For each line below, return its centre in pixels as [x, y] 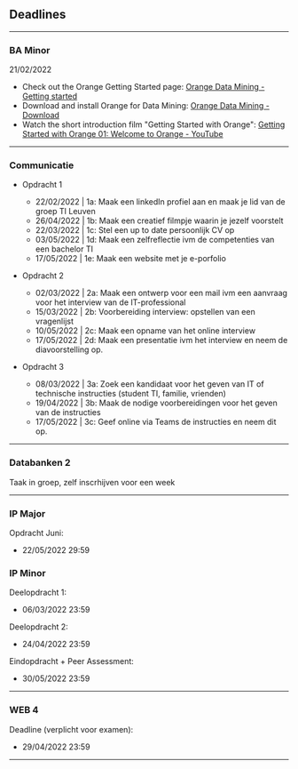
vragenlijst [54, 321]
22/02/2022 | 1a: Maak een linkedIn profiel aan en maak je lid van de [160, 202]
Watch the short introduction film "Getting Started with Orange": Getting [153, 124]
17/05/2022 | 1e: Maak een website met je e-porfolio [130, 259]
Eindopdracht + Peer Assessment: [72, 661]
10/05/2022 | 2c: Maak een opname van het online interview [145, 331]
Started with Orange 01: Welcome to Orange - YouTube [122, 134]
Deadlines [38, 15]
